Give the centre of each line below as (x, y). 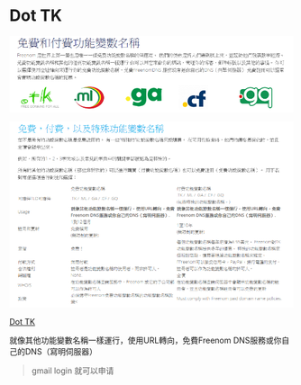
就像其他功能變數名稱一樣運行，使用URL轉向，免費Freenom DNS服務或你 (146, 340)
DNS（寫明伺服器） (61, 352)
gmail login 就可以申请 (73, 371)
